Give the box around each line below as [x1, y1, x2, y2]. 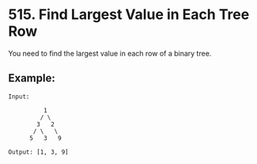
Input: [8, 93, 30, 101]
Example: [8, 71, 55, 85]
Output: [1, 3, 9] [8, 148, 69, 156]
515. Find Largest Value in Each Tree [8, 6, 250, 24]
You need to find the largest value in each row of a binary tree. [8, 48, 212, 58]
